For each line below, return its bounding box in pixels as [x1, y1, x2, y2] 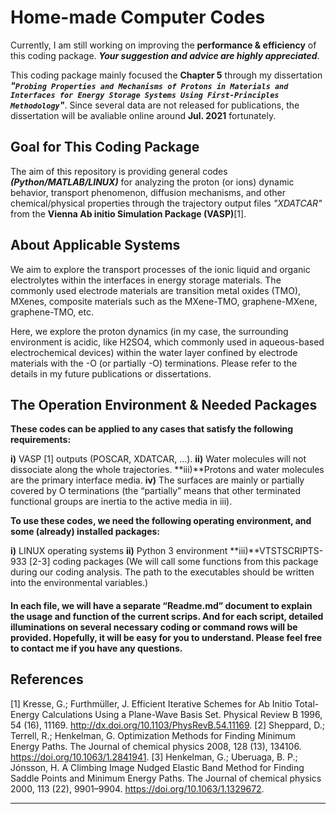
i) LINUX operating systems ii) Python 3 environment [10, 545, 228, 557]
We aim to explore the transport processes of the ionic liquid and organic [10, 263, 311, 275]
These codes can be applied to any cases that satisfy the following [10, 423, 294, 435]
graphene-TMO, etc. [10, 306, 94, 318]
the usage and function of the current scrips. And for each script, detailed [10, 610, 324, 622]
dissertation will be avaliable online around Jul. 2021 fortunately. [10, 109, 277, 121]
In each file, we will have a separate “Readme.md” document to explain [10, 599, 313, 611]
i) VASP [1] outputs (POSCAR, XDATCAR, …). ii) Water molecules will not [10, 453, 307, 465]
